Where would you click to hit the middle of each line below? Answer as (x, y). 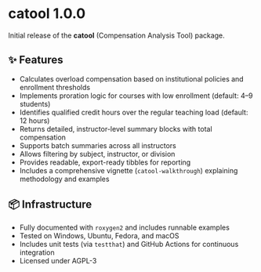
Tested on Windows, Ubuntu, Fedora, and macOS (99, 235)
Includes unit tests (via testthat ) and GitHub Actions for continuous (129, 244)
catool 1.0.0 (47, 14)
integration (37, 252)
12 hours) (34, 120)
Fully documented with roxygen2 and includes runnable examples (124, 227)
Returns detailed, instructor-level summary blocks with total (116, 129)
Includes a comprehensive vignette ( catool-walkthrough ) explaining (129, 170)
